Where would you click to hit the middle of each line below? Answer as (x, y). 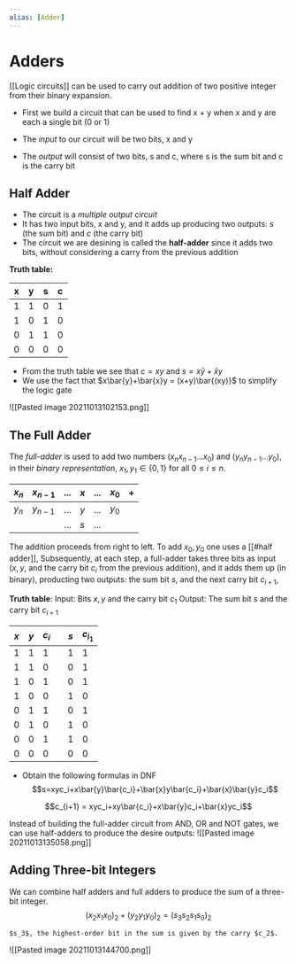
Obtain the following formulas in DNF (89, 775)
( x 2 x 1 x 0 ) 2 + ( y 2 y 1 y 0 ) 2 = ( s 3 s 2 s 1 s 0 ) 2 (148, 916)
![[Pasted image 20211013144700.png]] (80, 950)
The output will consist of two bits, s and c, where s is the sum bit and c (152, 156)
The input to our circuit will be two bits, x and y (107, 139)
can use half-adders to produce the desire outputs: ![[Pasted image (132, 833)
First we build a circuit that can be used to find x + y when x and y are (149, 113)
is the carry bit (48, 166)
